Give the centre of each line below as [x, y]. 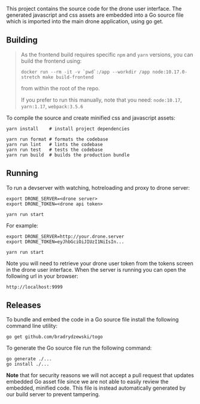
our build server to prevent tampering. [53, 394]
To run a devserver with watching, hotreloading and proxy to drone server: [98, 187]
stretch [30, 77]
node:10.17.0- [170, 72]
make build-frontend [68, 77]
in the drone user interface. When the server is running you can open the [96, 269]
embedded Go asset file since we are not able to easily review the [87, 382]
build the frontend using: [51, 61]
